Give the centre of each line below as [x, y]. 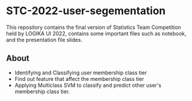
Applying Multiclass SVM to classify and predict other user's [88, 85]
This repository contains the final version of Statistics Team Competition [94, 27]
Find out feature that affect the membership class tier [79, 79]
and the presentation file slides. [44, 40]
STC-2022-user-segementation [86, 11]
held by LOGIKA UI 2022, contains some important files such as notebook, [96, 33]
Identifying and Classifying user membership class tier [81, 73]
